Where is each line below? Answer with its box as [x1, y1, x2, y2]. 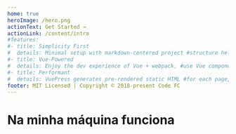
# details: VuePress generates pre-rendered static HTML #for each [7, 75, 212, 83]
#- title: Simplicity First [7, 43, 90, 50]
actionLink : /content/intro [7, 29, 90, 37]
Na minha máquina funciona [7, 112, 175, 128]
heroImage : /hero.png [7, 17, 71, 24]
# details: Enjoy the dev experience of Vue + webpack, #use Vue [7, 62, 206, 69]
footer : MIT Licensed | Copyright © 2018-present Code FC [7, 82, 181, 89]
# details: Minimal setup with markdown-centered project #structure [7, 50, 218, 57]
